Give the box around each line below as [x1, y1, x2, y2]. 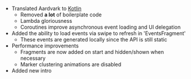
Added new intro [11, 67, 52, 74]
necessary [20, 55, 46, 61]
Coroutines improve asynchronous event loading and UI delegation [20, 23, 181, 30]
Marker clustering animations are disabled [20, 61, 122, 68]
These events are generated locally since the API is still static [20, 36, 168, 43]
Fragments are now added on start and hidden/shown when [20, 49, 164, 55]
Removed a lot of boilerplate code [20, 11, 102, 18]
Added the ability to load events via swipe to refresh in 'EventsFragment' [11, 30, 186, 37]
